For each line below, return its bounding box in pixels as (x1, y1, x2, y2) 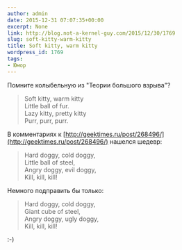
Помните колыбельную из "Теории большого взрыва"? (7, 81, 171, 89)
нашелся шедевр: (110, 137, 163, 146)
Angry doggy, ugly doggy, (24, 215, 99, 223)
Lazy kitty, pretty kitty (24, 109, 87, 117)
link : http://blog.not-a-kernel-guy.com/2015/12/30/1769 (7, 29, 176, 37)
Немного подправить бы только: (7, 186, 104, 194)
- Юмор (7, 62, 26, 69)
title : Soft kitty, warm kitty (7, 42, 98, 49)
